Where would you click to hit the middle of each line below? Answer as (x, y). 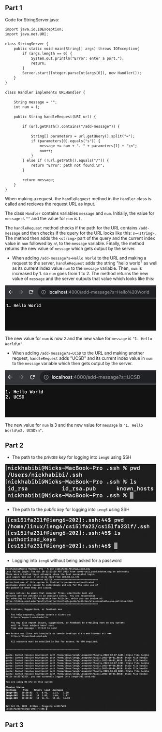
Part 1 (14, 8)
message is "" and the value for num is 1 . (44, 218)
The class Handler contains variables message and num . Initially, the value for (80, 213)
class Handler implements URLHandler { (45, 92)
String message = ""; (35, 102)
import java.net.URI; (27, 34)
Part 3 (14, 725)
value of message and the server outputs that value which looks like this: (83, 279)
